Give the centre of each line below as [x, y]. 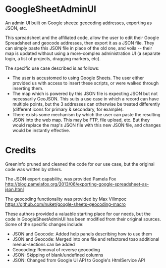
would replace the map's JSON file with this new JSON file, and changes [86, 125]
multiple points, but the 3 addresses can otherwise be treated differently [86, 104]
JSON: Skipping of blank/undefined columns [58, 255]
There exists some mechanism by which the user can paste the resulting [86, 114]
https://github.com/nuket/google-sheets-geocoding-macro [66, 204]
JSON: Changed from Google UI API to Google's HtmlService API [79, 260]
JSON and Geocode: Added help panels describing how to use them [82, 234]
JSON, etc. [16, 28]
